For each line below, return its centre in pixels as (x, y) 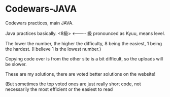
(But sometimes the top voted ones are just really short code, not (73, 84)
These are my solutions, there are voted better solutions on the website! (80, 74)
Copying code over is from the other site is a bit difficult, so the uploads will (84, 58)
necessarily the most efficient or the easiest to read (59, 89)
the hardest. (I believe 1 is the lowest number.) (53, 49)
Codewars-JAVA (41, 9)
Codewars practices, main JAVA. (39, 23)
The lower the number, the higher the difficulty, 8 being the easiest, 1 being (84, 43)
